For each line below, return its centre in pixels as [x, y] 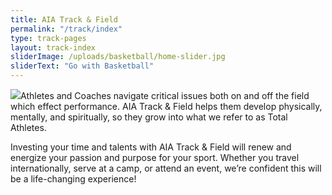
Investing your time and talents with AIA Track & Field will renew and [151, 147]
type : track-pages [48, 38]
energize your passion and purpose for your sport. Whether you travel [155, 157]
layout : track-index [53, 47]
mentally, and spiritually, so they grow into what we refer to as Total [149, 117]
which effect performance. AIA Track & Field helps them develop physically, [166, 106]
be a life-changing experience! [73, 179]
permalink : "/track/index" [66, 29]
